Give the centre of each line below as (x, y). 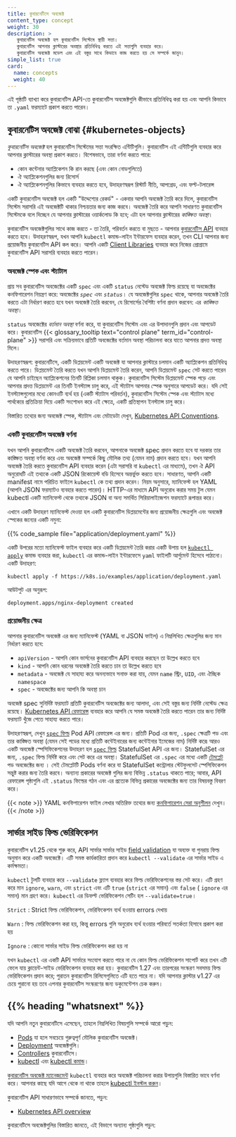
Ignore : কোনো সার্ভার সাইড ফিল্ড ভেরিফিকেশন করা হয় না (68, 945)
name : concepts (36, 73)
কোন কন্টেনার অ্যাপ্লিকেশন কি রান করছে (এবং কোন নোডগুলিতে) (80, 169)
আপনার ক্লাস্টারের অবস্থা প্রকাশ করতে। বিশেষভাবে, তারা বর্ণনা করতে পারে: (79, 155)
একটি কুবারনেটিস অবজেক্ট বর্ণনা (42, 435)
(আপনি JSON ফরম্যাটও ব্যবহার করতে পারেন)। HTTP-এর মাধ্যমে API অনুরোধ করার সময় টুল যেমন (111, 490)
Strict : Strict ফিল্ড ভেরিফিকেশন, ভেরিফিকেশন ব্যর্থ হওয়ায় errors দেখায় (87, 909)
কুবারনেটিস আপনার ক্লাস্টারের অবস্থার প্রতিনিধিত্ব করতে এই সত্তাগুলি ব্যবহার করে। (91, 46)
